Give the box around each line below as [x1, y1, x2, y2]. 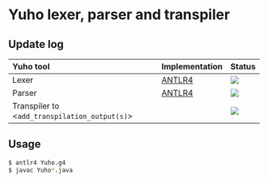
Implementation [161, 61, 223, 72]
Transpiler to [12, 101, 60, 111]
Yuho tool [12, 61, 50, 72]
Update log [8, 38, 64, 51]
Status [230, 61, 256, 72]
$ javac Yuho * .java [8, 166, 73, 174]
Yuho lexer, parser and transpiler [8, 6, 231, 24]
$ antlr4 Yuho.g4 [8, 158, 66, 167]
